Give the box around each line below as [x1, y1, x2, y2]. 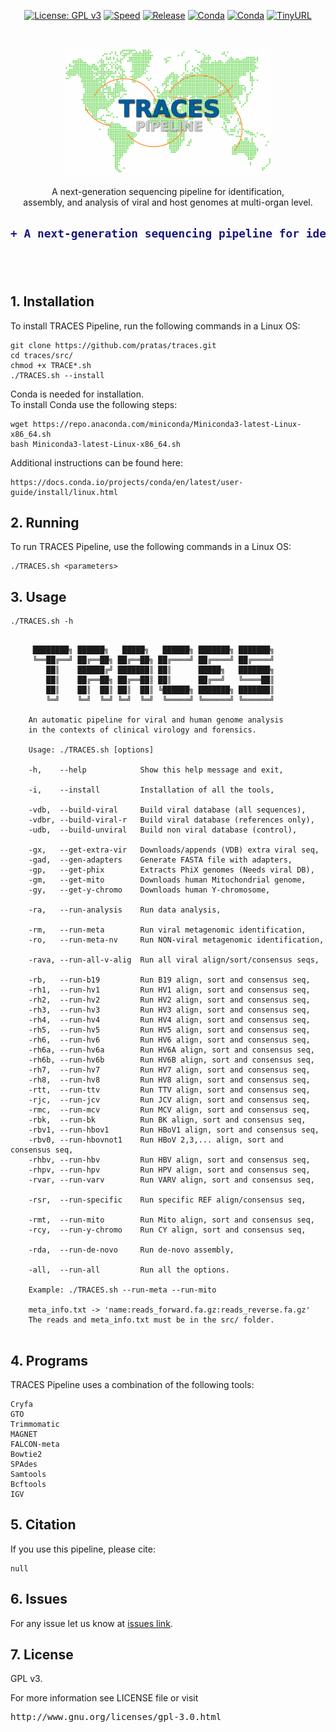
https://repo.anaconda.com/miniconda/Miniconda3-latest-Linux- [32, 419, 302, 429]
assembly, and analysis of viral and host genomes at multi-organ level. [23, 196, 313, 208]
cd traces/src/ [10, 350, 74, 360]
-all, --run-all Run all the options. [28, 1265, 230, 1275]
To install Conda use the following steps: [10, 398, 178, 410]
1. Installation [10, 293, 95, 310]
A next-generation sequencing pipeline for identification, [51, 186, 285, 197]
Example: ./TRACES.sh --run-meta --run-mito [28, 1285, 217, 1295]
